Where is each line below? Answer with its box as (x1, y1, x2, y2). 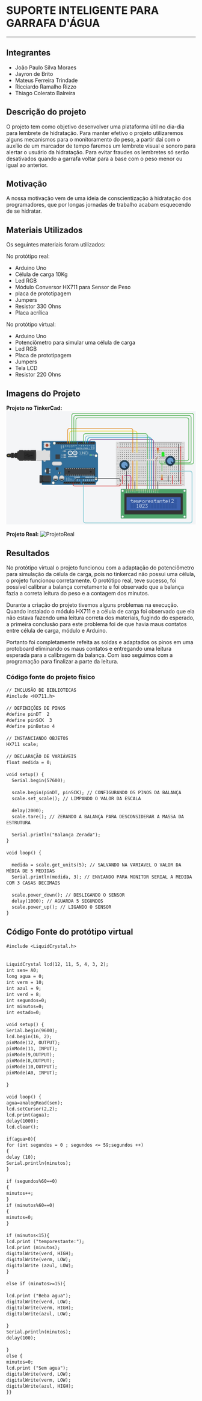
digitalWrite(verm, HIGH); (6, 1305, 74, 1311)
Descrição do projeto (6, 107, 87, 118)
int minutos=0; (6, 1004, 44, 1010)
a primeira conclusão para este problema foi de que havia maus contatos (6, 621, 188, 628)
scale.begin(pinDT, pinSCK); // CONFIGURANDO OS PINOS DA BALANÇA (11, 790, 182, 796)
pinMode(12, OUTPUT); (6, 1040, 61, 1046)
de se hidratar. (6, 207, 42, 215)
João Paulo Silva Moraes (14, 64, 77, 71)
